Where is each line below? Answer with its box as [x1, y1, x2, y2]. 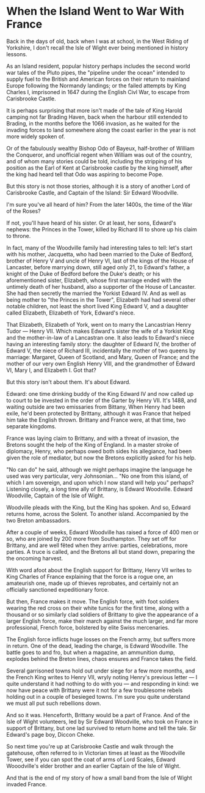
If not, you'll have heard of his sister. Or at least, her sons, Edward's [6, 219, 176, 226]
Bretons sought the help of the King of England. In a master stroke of [6, 441, 179, 448]
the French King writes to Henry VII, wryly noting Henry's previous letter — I [6, 673, 198, 680]
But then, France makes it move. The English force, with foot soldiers [6, 598, 179, 605]
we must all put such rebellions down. [6, 699, 102, 707]
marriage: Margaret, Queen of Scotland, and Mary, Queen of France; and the [6, 353, 199, 360]
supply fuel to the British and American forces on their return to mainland [6, 75, 190, 83]
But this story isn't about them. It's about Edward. [6, 378, 131, 385]
